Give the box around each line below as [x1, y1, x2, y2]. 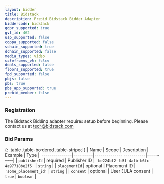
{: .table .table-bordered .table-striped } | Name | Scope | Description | [5, 147, 149, 153]
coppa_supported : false [5, 40, 54, 45]
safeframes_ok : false [5, 58, 50, 63]
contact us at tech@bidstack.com [5, 123, 74, 129]
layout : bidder [5, 7, 37, 12]
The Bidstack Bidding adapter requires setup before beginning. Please [5, 118, 148, 124]
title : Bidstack [5, 12, 39, 17]
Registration [5, 107, 36, 114]
